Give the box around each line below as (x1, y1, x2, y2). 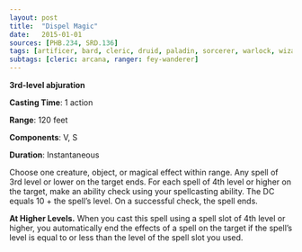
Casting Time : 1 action (9, 97, 93, 108)
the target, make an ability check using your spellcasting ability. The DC (9, 186, 275, 196)
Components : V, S (9, 132, 78, 142)
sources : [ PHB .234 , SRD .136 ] (9, 38, 119, 48)
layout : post (9, 13, 58, 22)
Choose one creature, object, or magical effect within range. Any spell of (9, 167, 279, 177)
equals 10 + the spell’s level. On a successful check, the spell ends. (9, 195, 258, 206)
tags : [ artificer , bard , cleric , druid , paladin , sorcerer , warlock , (9, 47, 276, 56)
